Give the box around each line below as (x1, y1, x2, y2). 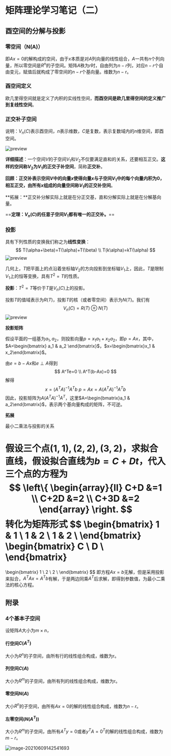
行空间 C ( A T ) (5, 639, 32, 646)
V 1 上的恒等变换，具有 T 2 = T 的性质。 (5, 272, 82, 281)
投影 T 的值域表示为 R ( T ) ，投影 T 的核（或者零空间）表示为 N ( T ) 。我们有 (5, 296, 150, 303)
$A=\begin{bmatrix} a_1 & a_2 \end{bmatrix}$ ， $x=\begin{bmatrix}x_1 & (5, 343, 155, 349)
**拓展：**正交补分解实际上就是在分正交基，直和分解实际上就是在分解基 (5, 194, 157, 200)
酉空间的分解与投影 (5, 27, 66, 35)
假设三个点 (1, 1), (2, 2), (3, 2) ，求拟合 (5, 443, 158, 454)
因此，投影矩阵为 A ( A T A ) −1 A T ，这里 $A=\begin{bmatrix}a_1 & (5, 394, 130, 401)
